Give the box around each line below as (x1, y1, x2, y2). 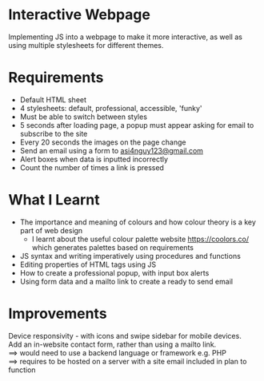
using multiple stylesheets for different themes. (8, 40, 164, 50)
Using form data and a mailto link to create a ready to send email (19, 276, 234, 286)
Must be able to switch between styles (19, 112, 148, 121)
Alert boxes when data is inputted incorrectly (19, 154, 169, 164)
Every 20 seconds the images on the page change (19, 137, 186, 147)
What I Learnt (8, 191, 100, 209)
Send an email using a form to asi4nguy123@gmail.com (19, 145, 204, 155)
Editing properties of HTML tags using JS (19, 260, 157, 269)
